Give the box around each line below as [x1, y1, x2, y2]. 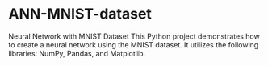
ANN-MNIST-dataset [8, 5, 152, 23]
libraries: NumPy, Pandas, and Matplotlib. [8, 48, 145, 58]
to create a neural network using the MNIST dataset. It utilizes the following [8, 39, 259, 49]
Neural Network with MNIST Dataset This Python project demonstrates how [8, 31, 260, 41]
